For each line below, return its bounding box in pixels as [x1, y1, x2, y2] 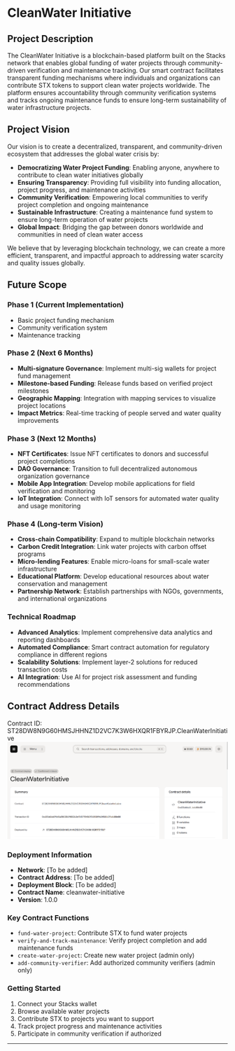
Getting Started [7, 984, 61, 994]
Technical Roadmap [7, 612, 76, 622]
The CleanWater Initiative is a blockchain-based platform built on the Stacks [7, 51, 226, 60]
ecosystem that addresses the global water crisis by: [7, 149, 159, 158]
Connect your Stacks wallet [17, 999, 97, 1008]
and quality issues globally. [7, 258, 85, 267]
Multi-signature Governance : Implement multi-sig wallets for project [17, 364, 217, 373]
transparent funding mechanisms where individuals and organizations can [7, 74, 220, 82]
